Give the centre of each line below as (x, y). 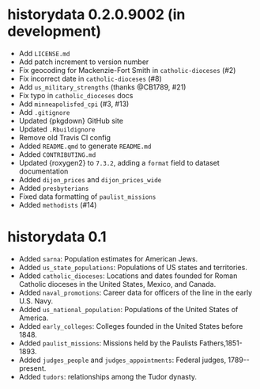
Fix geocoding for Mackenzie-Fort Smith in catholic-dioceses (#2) (127, 70)
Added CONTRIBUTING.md (57, 154)
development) (55, 31)
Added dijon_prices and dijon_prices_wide (90, 179)
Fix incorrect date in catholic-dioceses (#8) (90, 78)
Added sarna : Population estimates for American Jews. (108, 258)
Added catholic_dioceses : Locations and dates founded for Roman (128, 276)
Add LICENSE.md (44, 53)
